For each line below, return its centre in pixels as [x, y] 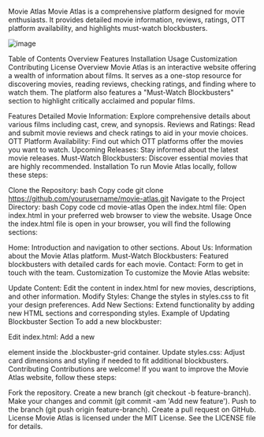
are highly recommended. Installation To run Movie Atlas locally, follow [123, 166]
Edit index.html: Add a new [52, 337]
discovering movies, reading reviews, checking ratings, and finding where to [132, 84]
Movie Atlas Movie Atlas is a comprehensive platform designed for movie [126, 11]
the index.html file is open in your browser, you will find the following [119, 224]
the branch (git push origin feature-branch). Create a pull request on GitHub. [132, 409]
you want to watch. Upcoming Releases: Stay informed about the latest [123, 150]
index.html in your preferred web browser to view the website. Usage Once [130, 215]
